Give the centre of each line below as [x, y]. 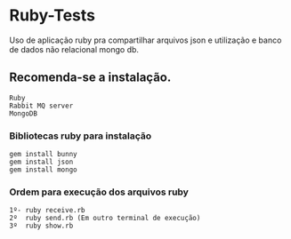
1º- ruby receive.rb [48, 211]
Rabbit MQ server [41, 106]
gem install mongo [43, 170]
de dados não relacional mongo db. [74, 49]
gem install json [41, 162]
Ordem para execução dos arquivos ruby [99, 192]
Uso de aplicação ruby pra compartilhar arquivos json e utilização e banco [145, 40]
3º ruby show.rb [41, 226]
